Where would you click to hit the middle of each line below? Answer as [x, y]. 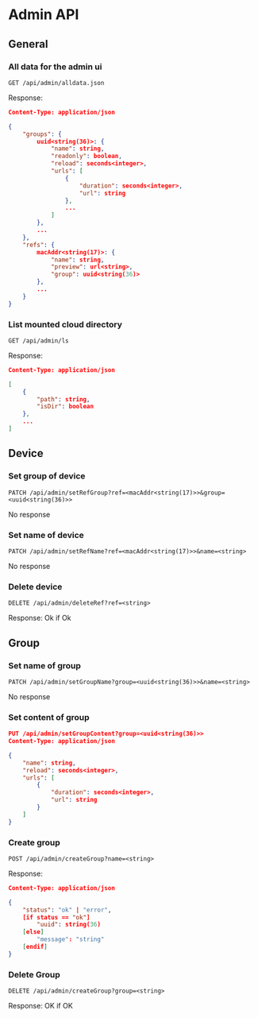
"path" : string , [64, 399]
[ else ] [33, 932]
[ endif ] [35, 947]
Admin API [44, 15]
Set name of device [46, 535]
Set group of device [47, 476]
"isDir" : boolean [65, 407]
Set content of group [49, 717]
